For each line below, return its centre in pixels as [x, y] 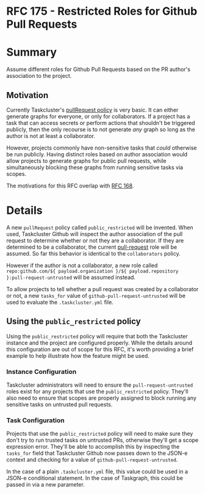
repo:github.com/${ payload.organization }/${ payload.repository [92, 271]
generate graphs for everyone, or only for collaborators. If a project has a [98, 116]
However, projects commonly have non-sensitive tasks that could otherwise [102, 148]
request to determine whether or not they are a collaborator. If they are [95, 240]
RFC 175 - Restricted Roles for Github [102, 11]
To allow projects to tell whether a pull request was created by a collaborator [103, 289]
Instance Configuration [41, 371]
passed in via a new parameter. [46, 485]
